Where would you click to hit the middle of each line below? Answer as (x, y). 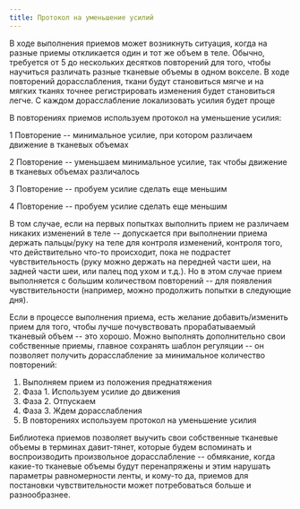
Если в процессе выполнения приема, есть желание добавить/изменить (149, 317)
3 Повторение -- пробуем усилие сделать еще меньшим (118, 188)
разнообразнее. (40, 495)
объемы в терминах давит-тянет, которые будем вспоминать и (131, 447)
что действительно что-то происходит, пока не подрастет (120, 252)
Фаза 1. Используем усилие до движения (101, 392)
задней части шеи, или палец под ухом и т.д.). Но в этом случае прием (146, 271)
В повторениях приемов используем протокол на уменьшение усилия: (146, 117)
